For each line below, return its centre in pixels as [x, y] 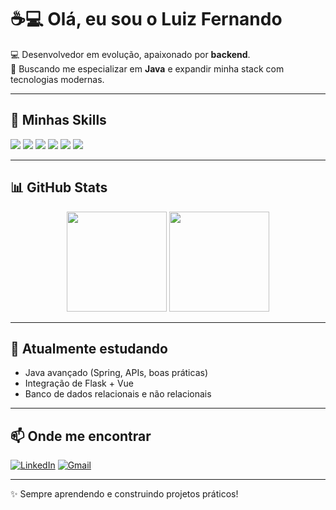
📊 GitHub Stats [59, 187]
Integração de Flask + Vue [79, 383]
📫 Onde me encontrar [81, 436]
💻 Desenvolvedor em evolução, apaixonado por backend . [130, 54]
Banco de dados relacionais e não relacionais [118, 394]
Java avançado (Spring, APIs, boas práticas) [116, 373]
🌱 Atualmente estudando [89, 348]
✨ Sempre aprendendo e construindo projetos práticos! [124, 494]
